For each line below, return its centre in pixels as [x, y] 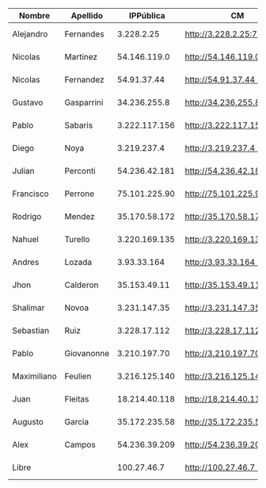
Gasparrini [84, 102]
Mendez [80, 216]
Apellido [87, 15]
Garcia [77, 422]
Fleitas [77, 399]
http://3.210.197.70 [222, 354]
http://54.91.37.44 [220, 80]
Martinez [81, 57]
